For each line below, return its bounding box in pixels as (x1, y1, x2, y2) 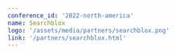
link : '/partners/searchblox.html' (7, 33, 127, 42)
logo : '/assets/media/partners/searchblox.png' (7, 26, 170, 34)
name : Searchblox (7, 19, 66, 27)
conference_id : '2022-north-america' (7, 11, 134, 20)
